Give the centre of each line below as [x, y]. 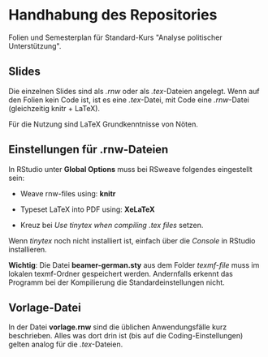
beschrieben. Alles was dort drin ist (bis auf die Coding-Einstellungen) [126, 336]
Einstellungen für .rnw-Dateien [89, 150]
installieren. [28, 249]
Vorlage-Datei [45, 307]
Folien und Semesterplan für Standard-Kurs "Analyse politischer [115, 37]
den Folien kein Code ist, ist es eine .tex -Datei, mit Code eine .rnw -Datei [129, 100]
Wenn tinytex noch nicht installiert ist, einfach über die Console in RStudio [132, 240]
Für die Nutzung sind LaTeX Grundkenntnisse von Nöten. [104, 124]
